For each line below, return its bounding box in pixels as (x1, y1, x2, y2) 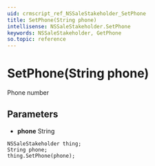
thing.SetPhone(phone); (7, 152, 76, 159)
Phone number (7, 89, 50, 97)
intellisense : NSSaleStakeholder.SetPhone (7, 23, 131, 30)
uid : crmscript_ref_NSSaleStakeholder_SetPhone (7, 10, 147, 17)
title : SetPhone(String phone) (7, 17, 97, 24)
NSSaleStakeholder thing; (7, 140, 81, 147)
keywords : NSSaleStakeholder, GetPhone (7, 29, 122, 37)
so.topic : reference (7, 36, 67, 43)
